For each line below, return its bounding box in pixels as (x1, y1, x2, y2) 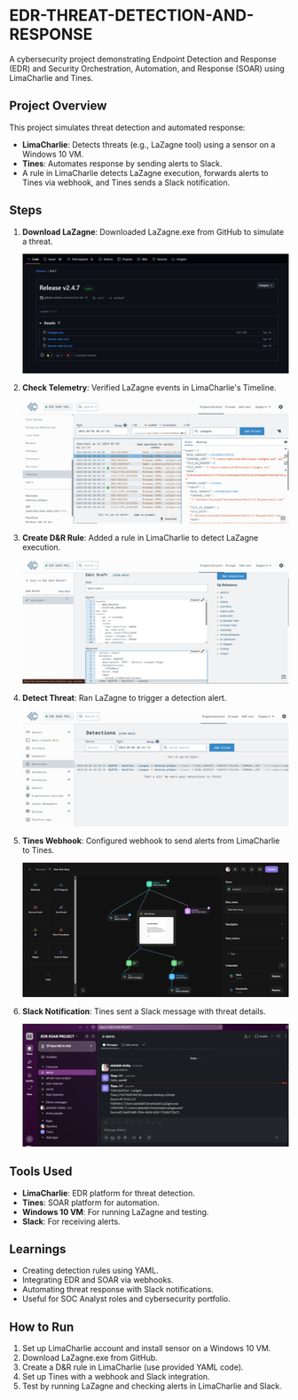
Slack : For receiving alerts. (21, 1216, 122, 1227)
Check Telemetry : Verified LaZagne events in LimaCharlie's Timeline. (21, 382, 277, 393)
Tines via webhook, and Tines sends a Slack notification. (21, 177, 231, 188)
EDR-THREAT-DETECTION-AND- (9, 5, 255, 26)
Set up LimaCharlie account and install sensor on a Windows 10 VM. (21, 1343, 271, 1354)
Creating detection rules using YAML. (21, 1265, 159, 1276)
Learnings (9, 1242, 67, 1257)
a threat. (21, 236, 53, 246)
